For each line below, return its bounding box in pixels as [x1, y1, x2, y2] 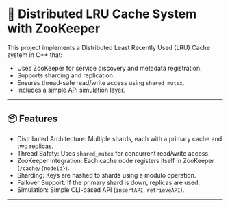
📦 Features [7, 113, 58, 125]
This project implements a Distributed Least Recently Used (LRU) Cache [7, 43, 211, 51]
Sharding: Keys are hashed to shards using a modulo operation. [16, 171, 196, 179]
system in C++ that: [7, 51, 63, 59]
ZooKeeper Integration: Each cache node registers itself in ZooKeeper [16, 156, 214, 165]
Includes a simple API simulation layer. [16, 86, 125, 94]
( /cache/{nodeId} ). [16, 164, 70, 172]
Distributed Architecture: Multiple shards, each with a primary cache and [16, 134, 222, 143]
